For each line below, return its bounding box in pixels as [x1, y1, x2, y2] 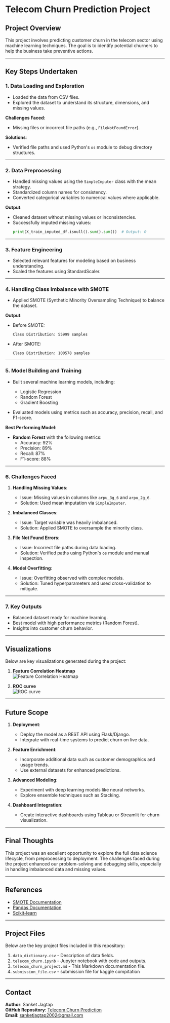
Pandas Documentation [12, 904, 62, 911]
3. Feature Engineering [5, 246, 62, 253]
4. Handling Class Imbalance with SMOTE [5, 286, 109, 293]
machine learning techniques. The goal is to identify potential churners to [5, 43, 158, 49]
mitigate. [20, 586, 39, 592]
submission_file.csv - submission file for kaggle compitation [12, 969, 140, 975]
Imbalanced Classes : [12, 510, 58, 516]
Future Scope [5, 708, 49, 716]
